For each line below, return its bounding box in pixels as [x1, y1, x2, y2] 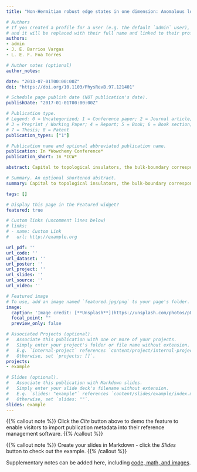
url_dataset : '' [6, 256, 46, 262]
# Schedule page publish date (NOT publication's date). [6, 94, 148, 100]
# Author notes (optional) [6, 62, 72, 68]
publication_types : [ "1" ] [6, 133, 69, 138]
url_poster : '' [6, 261, 43, 267]
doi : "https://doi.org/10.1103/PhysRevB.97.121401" [6, 84, 135, 90]
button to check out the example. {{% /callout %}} [6, 448, 127, 455]
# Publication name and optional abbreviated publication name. [6, 143, 167, 149]
